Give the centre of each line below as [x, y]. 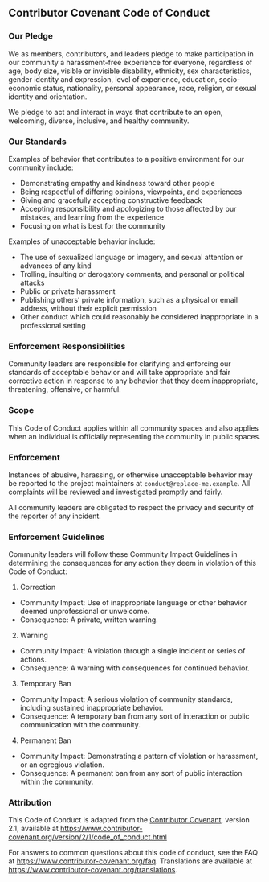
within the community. [57, 782]
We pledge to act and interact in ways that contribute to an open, [116, 112]
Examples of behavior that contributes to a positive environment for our [126, 159]
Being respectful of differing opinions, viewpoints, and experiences [131, 192]
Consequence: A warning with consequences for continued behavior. [135, 668]
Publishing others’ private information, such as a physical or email [129, 299]
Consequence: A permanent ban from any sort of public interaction [131, 773]
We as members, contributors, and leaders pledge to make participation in [131, 54]
